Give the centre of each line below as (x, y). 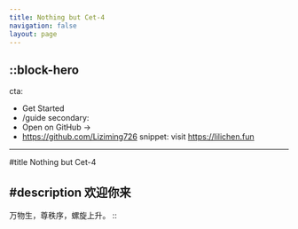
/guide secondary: (55, 118)
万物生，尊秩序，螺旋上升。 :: (63, 215)
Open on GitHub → (56, 127)
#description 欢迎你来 (70, 192)
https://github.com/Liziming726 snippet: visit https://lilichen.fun (138, 137)
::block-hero (44, 70)
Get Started (43, 108)
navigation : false (43, 26)
